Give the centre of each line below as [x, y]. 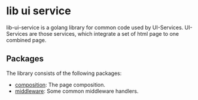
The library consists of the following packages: [64, 73]
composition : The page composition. [60, 85]
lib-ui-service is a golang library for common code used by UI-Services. [95, 27]
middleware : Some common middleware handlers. [77, 91]
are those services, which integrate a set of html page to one [104, 33]
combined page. [26, 40]
